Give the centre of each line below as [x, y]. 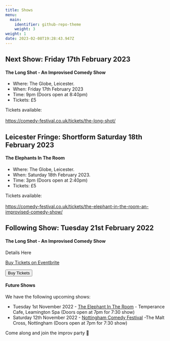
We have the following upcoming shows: [48, 296]
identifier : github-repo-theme [48, 24]
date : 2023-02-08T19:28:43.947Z [40, 39]
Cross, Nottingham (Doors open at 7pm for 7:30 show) [70, 323]
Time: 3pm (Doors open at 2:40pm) [50, 180]
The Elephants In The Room [35, 158]
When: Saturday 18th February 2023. [51, 175]
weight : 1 [16, 34]
